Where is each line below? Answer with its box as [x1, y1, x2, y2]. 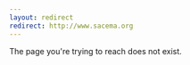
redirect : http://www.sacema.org [9, 21, 134, 30]
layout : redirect [9, 12, 74, 22]
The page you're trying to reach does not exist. [9, 45, 183, 56]
